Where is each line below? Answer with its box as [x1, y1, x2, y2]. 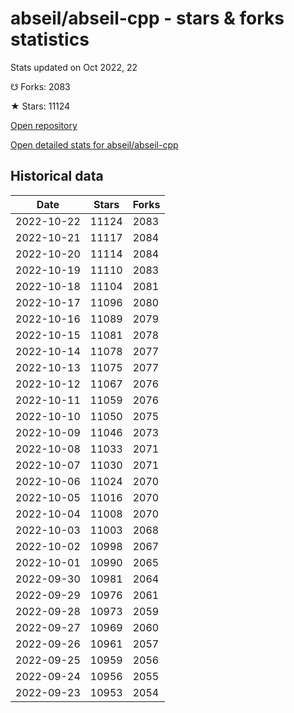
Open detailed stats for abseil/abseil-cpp [10, 138, 179, 151]
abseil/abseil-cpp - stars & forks [10, 7, 285, 30]
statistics [10, 28, 90, 51]
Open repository [10, 119, 78, 131]
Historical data [10, 168, 104, 185]
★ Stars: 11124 [10, 100, 71, 112]
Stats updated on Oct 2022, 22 [10, 61, 138, 73]
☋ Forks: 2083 [10, 80, 71, 92]
